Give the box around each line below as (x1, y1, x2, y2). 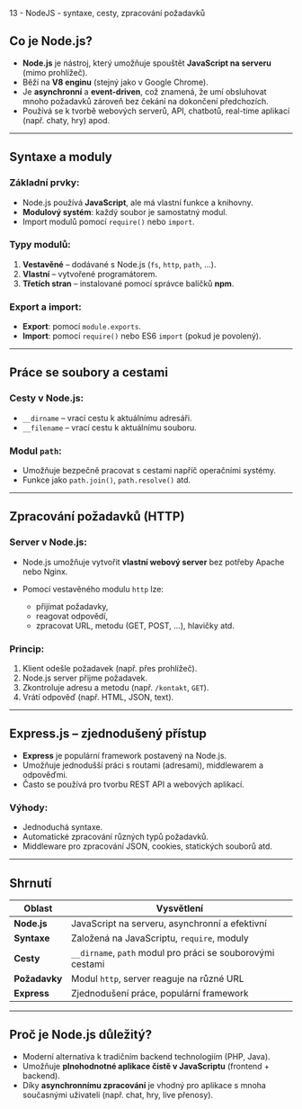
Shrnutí (9, 875, 52, 890)
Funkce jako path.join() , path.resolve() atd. (22, 474, 191, 485)
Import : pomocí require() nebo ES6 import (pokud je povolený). (22, 330, 262, 341)
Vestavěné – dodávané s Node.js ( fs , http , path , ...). (22, 258, 217, 269)
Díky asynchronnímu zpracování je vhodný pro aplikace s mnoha (22, 1079, 267, 1090)
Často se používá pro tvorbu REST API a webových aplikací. (22, 779, 244, 789)
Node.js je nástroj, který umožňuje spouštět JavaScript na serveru (22, 58, 271, 68)
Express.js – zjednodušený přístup (9, 726, 207, 742)
